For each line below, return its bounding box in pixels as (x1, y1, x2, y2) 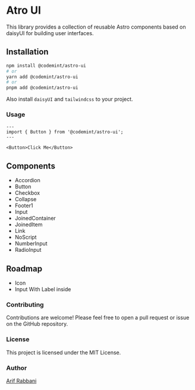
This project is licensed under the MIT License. (6, 349, 121, 356)
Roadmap (6, 263, 43, 274)
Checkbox (14, 189, 40, 196)
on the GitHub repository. (6, 320, 68, 327)
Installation (6, 47, 49, 57)
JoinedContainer (14, 215, 56, 222)
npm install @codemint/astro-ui (6, 63, 86, 68)
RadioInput (14, 247, 42, 254)
